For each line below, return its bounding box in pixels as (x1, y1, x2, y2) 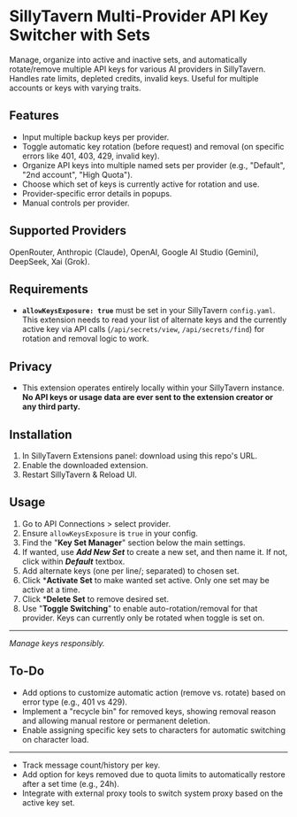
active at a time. (21, 584, 80, 595)
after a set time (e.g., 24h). (21, 778, 119, 789)
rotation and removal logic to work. (21, 334, 149, 344)
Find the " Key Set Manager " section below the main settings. (21, 537, 246, 548)
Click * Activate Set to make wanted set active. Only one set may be (21, 574, 270, 585)
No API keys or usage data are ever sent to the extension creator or (21, 392, 274, 403)
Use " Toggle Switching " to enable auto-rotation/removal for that (21, 603, 258, 613)
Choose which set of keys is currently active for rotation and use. (21, 179, 260, 189)
